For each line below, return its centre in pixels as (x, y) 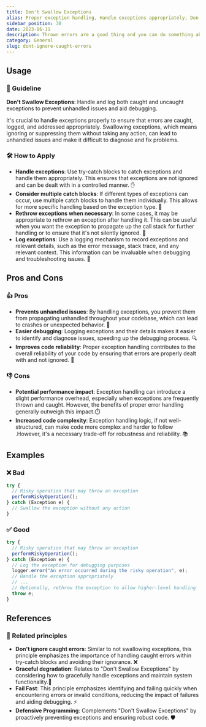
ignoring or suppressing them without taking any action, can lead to (92, 133)
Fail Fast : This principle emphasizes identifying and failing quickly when (106, 688)
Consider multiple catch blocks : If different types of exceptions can (101, 194)
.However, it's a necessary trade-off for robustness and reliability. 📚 (102, 434)
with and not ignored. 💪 (45, 360)
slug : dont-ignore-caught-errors (49, 47)
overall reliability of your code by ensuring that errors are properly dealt (105, 353)
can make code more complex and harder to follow (109, 427)
